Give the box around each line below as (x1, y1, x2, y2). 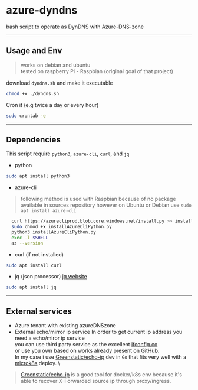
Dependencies (6, 134, 61, 145)
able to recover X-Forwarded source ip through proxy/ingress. (20, 378, 171, 385)
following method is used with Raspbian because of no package (20, 196, 176, 203)
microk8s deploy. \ (14, 360, 60, 367)
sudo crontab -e (6, 113, 46, 119)
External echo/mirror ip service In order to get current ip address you (14, 329, 183, 336)
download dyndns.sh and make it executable (6, 79, 113, 86)
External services (6, 306, 72, 316)
